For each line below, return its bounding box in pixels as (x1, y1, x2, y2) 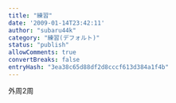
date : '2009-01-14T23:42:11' (8, 19, 105, 27)
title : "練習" (8, 11, 53, 20)
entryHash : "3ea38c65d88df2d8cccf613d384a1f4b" (8, 63, 170, 71)
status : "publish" (8, 41, 69, 49)
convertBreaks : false (8, 56, 80, 64)
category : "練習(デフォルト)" (8, 33, 100, 42)
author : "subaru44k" (8, 26, 77, 34)
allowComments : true (8, 48, 77, 56)
